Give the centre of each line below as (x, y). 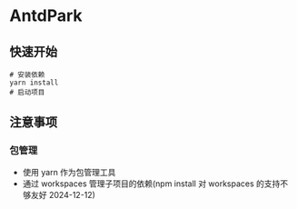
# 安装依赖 (27, 75)
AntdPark (46, 16)
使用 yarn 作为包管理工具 (69, 172)
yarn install (34, 83)
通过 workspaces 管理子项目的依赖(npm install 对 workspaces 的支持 (151, 184)
